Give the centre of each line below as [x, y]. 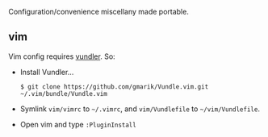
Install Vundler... [47, 72]
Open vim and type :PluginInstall [78, 124]
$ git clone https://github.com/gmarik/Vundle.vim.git [114, 87]
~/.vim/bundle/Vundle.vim [63, 93]
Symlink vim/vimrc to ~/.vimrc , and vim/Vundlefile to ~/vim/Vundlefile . [140, 109]
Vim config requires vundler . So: [62, 56]
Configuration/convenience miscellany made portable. [99, 12]
